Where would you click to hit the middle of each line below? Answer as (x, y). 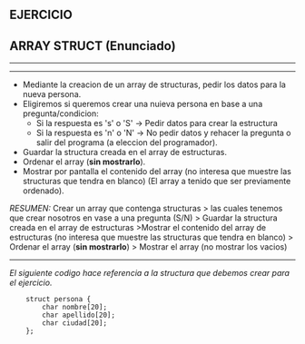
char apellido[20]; (79, 315)
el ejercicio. (31, 283)
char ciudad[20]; (74, 323)
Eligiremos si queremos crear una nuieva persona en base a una (143, 104)
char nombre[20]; (74, 308)
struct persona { (59, 300)
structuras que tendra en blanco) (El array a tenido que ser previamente (157, 182)
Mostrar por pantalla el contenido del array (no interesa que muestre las (157, 172)
